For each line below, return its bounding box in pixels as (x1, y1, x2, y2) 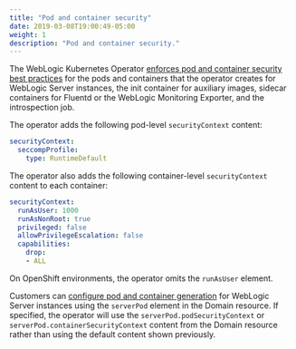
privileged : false (17, 223, 88, 232)
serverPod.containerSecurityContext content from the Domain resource (9, 319, 278, 330)
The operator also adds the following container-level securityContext (9, 170, 268, 181)
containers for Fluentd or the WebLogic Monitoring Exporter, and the (9, 92, 265, 103)
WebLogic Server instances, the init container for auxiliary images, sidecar (9, 82, 287, 93)
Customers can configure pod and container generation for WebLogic (9, 290, 270, 301)
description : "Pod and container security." (9, 38, 180, 48)
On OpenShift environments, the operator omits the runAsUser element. (9, 273, 273, 284)
